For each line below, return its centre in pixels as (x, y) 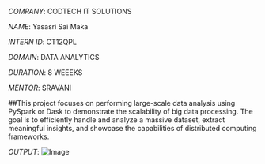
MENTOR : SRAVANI (40, 88)
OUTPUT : (24, 152)
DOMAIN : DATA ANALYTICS (54, 57)
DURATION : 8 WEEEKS (45, 73)
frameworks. (29, 136)
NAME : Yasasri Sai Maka (48, 26)
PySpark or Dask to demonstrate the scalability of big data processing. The (131, 111)
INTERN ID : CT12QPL (43, 42)
